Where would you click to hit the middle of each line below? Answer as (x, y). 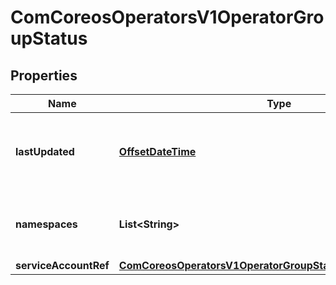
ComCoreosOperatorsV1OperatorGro (167, 17)
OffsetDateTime (157, 151)
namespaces (46, 224)
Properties (44, 75)
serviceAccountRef (62, 265)
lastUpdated (45, 151)
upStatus (49, 38)
